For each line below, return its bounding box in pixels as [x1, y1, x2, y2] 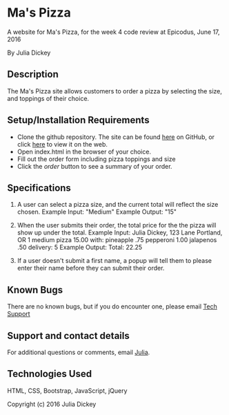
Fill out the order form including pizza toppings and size [17, 154, 176, 163]
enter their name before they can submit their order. [17, 264, 165, 273]
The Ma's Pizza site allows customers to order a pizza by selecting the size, [7, 86, 223, 95]
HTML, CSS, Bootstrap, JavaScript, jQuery [7, 386, 128, 395]
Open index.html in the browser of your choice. [17, 147, 152, 156]
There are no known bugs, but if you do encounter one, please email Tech [7, 302, 217, 311]
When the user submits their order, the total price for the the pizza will [17, 221, 217, 230]
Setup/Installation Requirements [7, 114, 150, 126]
